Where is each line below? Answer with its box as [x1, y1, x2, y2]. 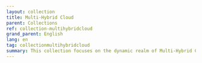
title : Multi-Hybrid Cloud [6, 14, 74, 20]
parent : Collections [6, 20, 58, 26]
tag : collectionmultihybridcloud [6, 43, 90, 49]
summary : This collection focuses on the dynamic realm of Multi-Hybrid [6, 48, 192, 54]
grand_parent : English [6, 31, 63, 37]
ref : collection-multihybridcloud [6, 25, 93, 32]
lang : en [6, 37, 28, 43]
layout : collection [6, 8, 55, 15]
